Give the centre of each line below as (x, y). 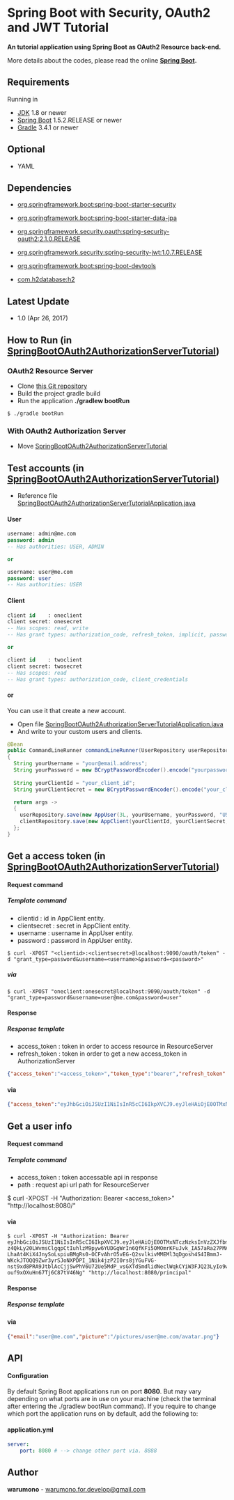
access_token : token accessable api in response (87, 1178)
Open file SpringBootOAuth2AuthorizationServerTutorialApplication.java (120, 724)
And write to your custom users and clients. (80, 731)
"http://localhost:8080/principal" (140, 1273)
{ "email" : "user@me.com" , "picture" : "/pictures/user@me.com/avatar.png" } (113, 1336)
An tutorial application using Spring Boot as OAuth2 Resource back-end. (114, 47)
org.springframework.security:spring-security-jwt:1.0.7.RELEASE (110, 253)
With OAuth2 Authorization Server (67, 431)
